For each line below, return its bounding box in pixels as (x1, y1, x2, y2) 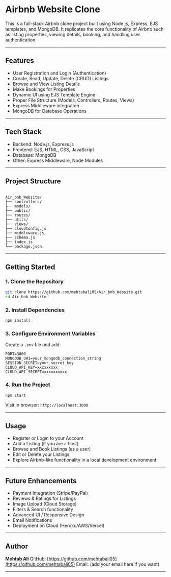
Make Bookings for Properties (12, 86, 75, 92)
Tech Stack (5, 128, 42, 136)
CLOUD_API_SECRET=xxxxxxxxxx (5, 369, 67, 375)
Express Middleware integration (12, 102, 79, 108)
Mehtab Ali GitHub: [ (5, 556, 49, 562)
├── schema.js (5, 235, 36, 241)
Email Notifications (12, 517, 52, 523)
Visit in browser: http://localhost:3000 (5, 402, 89, 408)
